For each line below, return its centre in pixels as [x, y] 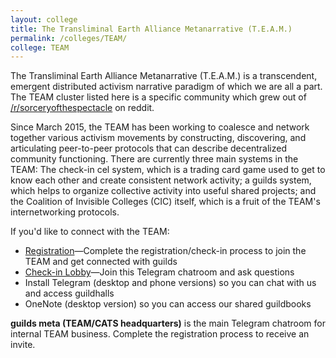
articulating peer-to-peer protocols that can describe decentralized [148, 148]
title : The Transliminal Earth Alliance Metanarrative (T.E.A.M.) [151, 29]
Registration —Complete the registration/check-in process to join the [165, 251]
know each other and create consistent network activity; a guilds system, [161, 180]
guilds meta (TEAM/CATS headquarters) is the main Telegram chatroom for [168, 323]
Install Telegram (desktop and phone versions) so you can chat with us [170, 283]
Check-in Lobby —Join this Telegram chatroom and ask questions [159, 272]
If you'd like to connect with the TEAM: [90, 232]
